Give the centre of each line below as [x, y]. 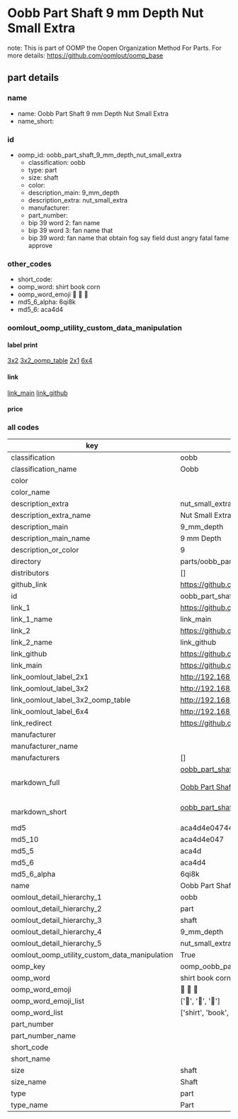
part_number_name [43, 1036]
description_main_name [51, 539]
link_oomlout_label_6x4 [50, 712]
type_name [29, 1105]
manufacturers [35, 758]
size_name [29, 1082]
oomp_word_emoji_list [48, 1001]
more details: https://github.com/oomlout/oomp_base [85, 55]
